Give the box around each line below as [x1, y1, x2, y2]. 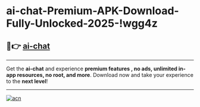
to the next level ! [6, 78, 48, 85]
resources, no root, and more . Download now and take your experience [17, 72, 193, 78]
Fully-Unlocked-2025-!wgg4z [6, 17, 158, 30]
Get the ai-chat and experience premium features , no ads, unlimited [6, 65, 177, 72]
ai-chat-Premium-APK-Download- [6, 4, 180, 18]
